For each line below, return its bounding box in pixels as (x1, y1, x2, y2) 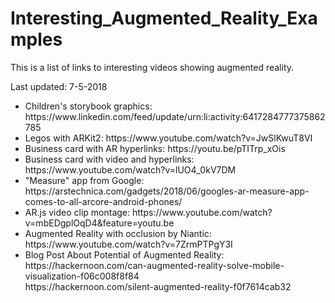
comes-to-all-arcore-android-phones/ (24, 195, 183, 207)
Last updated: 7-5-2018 (10, 80, 108, 92)
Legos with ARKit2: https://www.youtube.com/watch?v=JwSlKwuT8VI (24, 132, 313, 144)
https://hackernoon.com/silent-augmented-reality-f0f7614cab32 (24, 280, 292, 292)
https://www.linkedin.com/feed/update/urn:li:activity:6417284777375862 (24, 110, 326, 122)
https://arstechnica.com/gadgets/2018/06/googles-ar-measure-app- (24, 185, 310, 197)
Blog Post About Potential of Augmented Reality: (24, 248, 225, 261)
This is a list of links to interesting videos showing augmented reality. (10, 61, 295, 73)
